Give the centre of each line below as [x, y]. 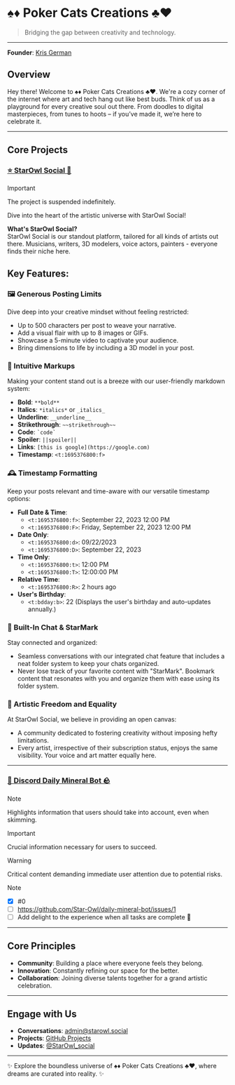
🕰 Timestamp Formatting [52, 473]
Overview [29, 75]
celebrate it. [24, 121]
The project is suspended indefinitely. [62, 202]
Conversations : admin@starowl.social [72, 1031]
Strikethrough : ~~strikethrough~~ [66, 425]
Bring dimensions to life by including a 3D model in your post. [106, 348]
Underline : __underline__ [54, 417]
